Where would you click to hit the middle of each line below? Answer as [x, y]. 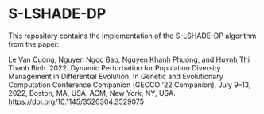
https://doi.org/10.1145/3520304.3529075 [76, 101]
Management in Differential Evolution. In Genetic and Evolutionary [116, 76]
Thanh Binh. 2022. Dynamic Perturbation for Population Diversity [115, 67]
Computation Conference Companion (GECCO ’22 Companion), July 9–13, [130, 85]
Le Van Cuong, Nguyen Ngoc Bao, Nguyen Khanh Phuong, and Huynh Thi [129, 59]
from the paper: [34, 44]
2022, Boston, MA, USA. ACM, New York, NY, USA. [92, 93]
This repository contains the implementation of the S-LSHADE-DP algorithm [132, 36]
